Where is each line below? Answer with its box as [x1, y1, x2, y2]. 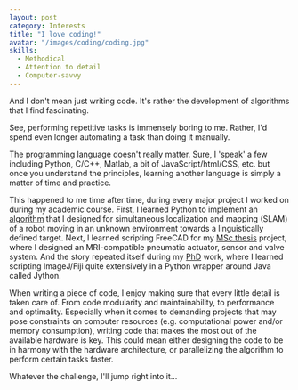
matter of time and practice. [9, 177, 111, 188]
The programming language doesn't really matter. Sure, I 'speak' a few [9, 149, 269, 159]
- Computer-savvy [17, 71, 82, 80]
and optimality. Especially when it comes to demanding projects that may [9, 306, 278, 317]
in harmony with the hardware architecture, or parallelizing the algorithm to [9, 344, 284, 354]
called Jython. [9, 270, 62, 280]
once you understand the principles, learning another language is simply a [9, 167, 282, 178]
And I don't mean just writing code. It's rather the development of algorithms [9, 95, 290, 106]
